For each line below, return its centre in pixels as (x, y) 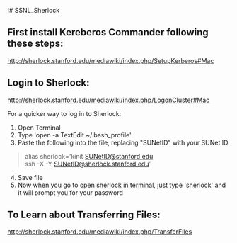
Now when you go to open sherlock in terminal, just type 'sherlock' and (122, 185)
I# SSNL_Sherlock (34, 10)
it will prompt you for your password (70, 192)
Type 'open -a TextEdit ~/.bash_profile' (75, 135)
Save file (30, 177)
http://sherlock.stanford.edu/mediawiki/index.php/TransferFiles (100, 232)
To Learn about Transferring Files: (84, 215)
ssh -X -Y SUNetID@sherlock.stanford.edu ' (88, 164)
